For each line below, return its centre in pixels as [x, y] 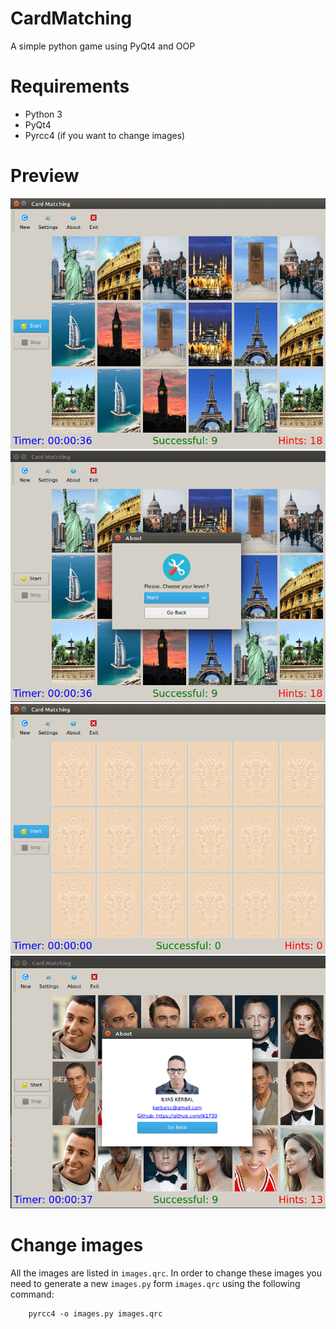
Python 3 [43, 114]
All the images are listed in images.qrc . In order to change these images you [166, 1273]
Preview [45, 176]
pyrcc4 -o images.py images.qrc [95, 1313]
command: [32, 1294]
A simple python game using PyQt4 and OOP [103, 46]
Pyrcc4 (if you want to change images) [105, 135]
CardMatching [71, 18]
